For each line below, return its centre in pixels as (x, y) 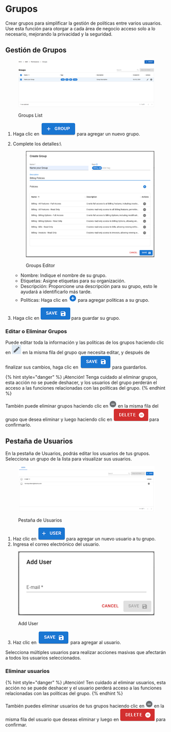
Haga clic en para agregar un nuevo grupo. (76, 134)
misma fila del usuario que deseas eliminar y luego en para (85, 719)
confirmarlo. (18, 425)
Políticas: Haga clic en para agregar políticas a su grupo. (85, 300)
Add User (28, 624)
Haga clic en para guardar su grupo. (66, 318)
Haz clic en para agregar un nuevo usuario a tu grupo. (84, 539)
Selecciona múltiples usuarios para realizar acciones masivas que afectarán (85, 652)
